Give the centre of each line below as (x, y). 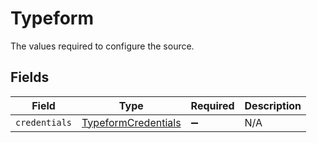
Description (273, 105)
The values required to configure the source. (102, 46)
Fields (30, 77)
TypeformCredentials (131, 122)
